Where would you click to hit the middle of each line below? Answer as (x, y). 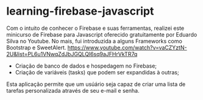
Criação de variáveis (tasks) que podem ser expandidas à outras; (97, 72)
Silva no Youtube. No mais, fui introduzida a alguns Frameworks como (94, 41)
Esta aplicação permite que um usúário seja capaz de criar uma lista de (96, 84)
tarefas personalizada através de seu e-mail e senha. (73, 90)
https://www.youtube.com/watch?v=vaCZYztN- (127, 48)
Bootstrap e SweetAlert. (36, 48)
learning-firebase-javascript (80, 11)
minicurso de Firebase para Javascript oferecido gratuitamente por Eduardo (102, 34)
